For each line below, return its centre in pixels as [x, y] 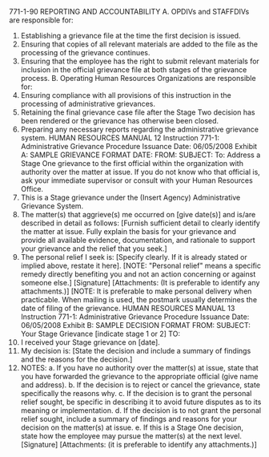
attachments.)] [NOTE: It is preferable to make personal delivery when [136, 291]
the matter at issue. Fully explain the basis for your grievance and [128, 231]
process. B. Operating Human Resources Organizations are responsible [138, 78]
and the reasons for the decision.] [76, 359]
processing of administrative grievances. [88, 104]
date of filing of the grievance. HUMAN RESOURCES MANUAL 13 [128, 308]
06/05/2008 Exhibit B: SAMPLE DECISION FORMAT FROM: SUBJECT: [135, 325]
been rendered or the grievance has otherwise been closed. [120, 121]
